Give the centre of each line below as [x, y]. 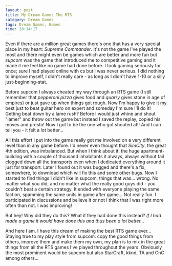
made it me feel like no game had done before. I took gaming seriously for [83, 66]
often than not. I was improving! [39, 205]
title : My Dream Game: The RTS [39, 15]
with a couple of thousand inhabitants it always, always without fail [94, 157]
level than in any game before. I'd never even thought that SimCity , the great [86, 146]
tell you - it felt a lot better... [35, 130]
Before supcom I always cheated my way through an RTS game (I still [79, 92]
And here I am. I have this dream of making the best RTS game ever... [78, 231]
